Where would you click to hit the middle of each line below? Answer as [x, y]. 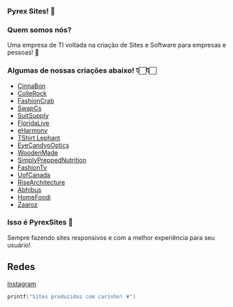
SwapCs [29, 108]
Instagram [22, 284]
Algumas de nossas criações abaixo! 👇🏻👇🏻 [82, 70]
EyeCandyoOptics [43, 145]
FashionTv [32, 167]
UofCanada [34, 174]
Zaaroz [28, 204]
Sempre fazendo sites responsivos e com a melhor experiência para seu [111, 237]
